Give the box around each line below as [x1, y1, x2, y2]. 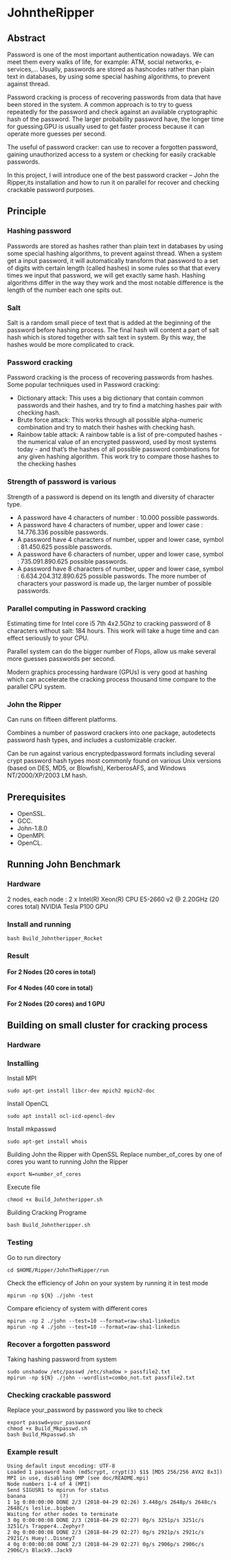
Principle [7, 205, 47, 218]
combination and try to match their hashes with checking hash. [16, 423, 196, 432]
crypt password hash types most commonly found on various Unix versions [7, 757, 221, 765]
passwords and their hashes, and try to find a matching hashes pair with [16, 401, 222, 410]
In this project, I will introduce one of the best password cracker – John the [7, 171, 219, 179]
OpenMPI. [16, 831, 46, 839]
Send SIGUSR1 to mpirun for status [7, 1487, 109, 1494]
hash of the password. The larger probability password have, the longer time [7, 115, 224, 123]
